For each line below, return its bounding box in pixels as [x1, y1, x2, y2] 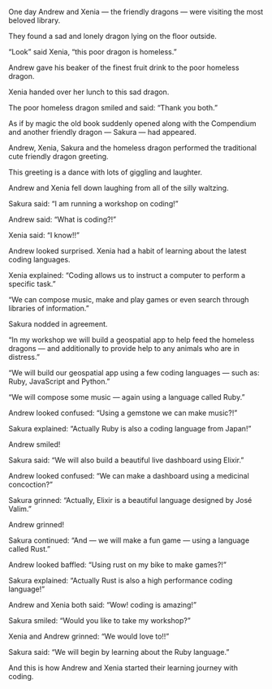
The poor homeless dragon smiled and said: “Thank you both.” [8, 103, 218, 112]
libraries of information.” [8, 304, 89, 313]
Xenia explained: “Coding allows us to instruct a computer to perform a [8, 271, 246, 279]
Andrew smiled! [8, 440, 61, 449]
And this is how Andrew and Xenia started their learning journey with [8, 663, 238, 673]
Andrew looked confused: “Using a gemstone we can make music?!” [8, 408, 238, 418]
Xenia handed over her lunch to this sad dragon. [8, 87, 170, 97]
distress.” [8, 353, 41, 362]
